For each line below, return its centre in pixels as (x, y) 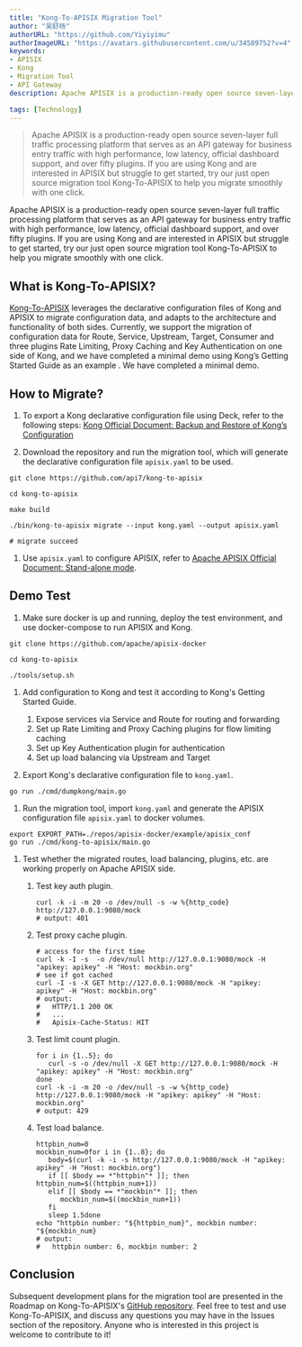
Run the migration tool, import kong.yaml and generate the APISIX (143, 808)
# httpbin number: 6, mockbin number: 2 (116, 1246)
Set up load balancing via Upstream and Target (123, 757)
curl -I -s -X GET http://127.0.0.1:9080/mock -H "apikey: (149, 983)
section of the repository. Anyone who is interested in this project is (134, 1324)
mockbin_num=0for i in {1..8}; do (100, 1152)
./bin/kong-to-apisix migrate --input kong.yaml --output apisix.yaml (144, 526)
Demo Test (40, 596)
